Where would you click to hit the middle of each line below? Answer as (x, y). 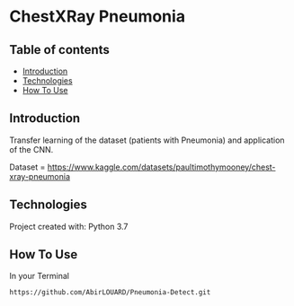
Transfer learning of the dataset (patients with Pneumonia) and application (147, 140)
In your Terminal (40, 276)
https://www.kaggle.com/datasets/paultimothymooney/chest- (161, 167)
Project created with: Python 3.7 (69, 226)
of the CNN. (31, 149)
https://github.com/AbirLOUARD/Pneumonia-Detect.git (110, 293)
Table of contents (59, 50)
